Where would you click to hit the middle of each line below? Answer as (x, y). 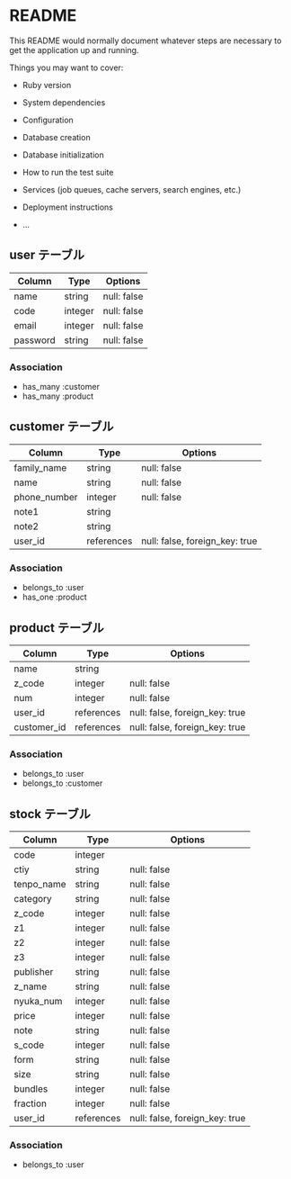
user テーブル (47, 255)
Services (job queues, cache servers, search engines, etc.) (132, 189)
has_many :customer (61, 387)
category (33, 899)
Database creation (57, 137)
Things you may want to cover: (66, 67)
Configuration (48, 120)
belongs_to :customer (62, 783)
